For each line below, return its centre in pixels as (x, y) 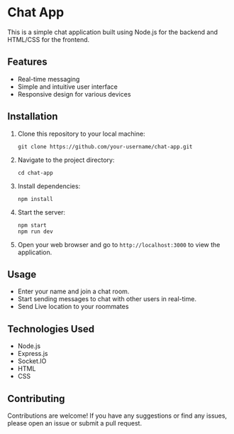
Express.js (33, 354)
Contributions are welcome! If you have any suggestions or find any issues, (117, 416)
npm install (35, 199)
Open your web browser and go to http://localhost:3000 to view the (119, 244)
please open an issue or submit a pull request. (75, 423)
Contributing (36, 398)
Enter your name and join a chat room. (73, 291)
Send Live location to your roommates (73, 307)
